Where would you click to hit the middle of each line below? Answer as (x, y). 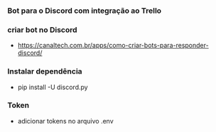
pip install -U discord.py (53, 87)
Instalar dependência (45, 71)
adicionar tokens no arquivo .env (65, 121)
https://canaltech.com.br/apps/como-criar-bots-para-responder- (113, 46)
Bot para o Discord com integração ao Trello (85, 11)
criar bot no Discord (42, 29)
